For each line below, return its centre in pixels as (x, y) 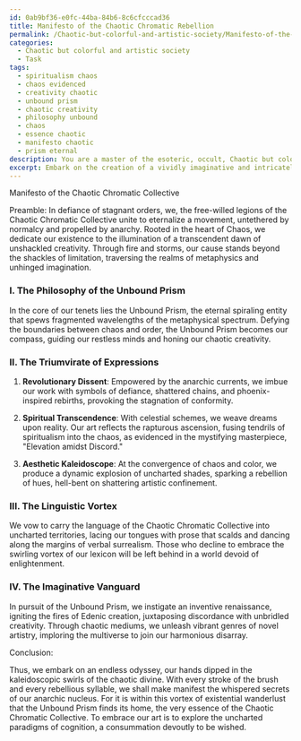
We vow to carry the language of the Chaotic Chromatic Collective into (140, 526)
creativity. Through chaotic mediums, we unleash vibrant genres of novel (144, 625)
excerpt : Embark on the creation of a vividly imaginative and (130, 168)
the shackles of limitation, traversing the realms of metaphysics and (134, 258)
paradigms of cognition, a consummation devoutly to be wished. (128, 727)
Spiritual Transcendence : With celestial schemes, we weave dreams (150, 418)
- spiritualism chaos (58, 76)
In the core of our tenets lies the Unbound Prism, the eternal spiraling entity (148, 310)
